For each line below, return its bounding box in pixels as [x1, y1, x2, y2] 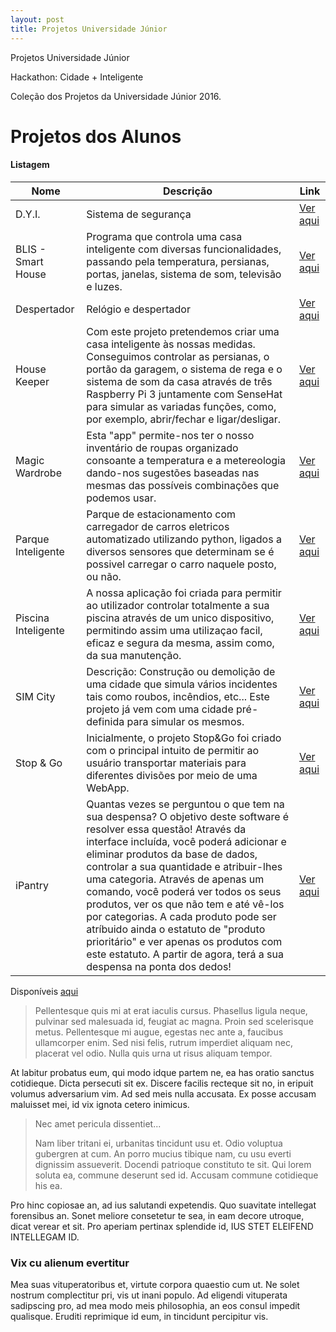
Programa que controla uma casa [86, 229, 243, 243]
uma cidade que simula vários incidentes [86, 677, 278, 691]
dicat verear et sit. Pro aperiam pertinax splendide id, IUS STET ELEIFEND [10, 1220, 314, 1232]
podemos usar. [86, 491, 157, 505]
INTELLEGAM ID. [10, 1231, 80, 1243]
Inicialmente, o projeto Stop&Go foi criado [86, 731, 282, 745]
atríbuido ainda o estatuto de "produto [86, 922, 266, 936]
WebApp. [86, 781, 130, 795]
